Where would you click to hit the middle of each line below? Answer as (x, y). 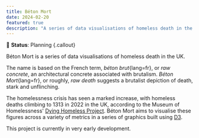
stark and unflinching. (33, 87)
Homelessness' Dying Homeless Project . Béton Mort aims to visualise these (99, 111)
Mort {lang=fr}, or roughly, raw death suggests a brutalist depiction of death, (99, 81)
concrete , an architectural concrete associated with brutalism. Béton (90, 74)
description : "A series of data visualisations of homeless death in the (99, 28)
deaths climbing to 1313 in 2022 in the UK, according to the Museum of (93, 105)
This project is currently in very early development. (69, 129)
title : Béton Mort (29, 12)
